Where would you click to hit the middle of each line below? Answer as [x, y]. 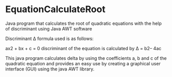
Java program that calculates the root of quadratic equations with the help [84, 23]
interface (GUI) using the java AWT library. [50, 69]
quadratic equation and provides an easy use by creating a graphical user [83, 63]
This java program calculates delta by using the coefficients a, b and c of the [86, 58]
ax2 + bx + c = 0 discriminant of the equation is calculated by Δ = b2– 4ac [83, 48]
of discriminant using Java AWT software [49, 28]
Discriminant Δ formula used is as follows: [49, 38]
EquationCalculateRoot [56, 9]
